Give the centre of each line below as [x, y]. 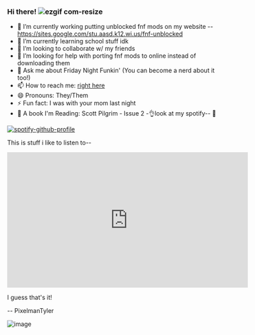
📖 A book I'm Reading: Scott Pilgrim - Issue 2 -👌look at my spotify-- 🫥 [117, 114]
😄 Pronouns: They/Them [53, 96]
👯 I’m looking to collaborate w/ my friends [76, 49]
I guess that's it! [30, 298]
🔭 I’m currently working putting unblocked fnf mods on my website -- [115, 27]
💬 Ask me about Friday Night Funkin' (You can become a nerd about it [116, 71]
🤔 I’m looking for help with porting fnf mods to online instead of [107, 56]
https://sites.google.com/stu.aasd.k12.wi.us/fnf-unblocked [100, 34]
